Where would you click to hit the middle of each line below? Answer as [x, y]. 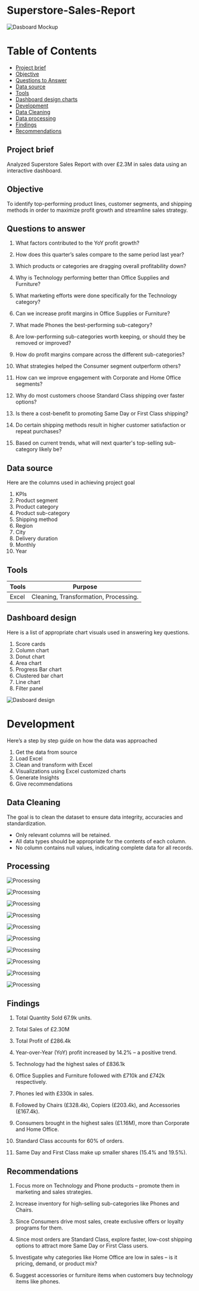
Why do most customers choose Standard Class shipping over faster [100, 396]
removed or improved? [43, 343]
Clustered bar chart [39, 676]
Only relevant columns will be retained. [63, 835]
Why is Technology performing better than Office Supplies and [92, 278]
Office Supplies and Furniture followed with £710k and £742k [90, 1076]
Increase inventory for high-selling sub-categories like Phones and [97, 1203]
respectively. [31, 1082]
